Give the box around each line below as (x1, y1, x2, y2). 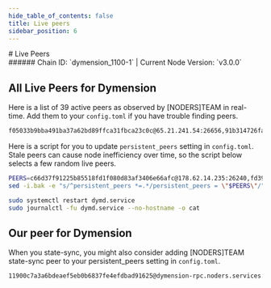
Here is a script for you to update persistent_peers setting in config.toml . (8, 142, 254, 151)
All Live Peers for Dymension (8, 81, 157, 95)
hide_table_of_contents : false (8, 11, 114, 20)
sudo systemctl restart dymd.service (8, 196, 135, 205)
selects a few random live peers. (8, 159, 117, 168)
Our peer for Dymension (8, 226, 132, 239)
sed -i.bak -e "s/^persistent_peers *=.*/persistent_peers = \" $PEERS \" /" (8, 181, 265, 190)
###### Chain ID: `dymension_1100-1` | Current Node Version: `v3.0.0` (8, 57, 242, 67)
